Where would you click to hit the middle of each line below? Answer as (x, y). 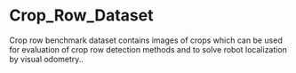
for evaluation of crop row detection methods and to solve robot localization (148, 49)
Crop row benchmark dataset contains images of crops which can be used (146, 40)
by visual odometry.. (47, 59)
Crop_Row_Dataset (81, 16)
